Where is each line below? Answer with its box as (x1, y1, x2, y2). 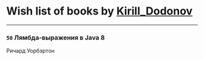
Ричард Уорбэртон (6, 47, 55, 55)
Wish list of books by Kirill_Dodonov (6, 4, 193, 18)
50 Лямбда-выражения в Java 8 (6, 33, 105, 42)
